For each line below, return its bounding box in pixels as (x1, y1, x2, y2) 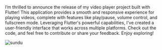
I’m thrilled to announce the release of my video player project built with (5, 4, 151, 10)
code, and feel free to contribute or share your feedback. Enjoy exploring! (5, 30, 154, 36)
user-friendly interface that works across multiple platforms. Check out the (5, 25, 157, 31)
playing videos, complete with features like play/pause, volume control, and (5, 15, 158, 20)
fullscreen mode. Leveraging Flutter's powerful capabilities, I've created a (5, 20, 154, 25)
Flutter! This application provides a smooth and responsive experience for (5, 9, 155, 15)
